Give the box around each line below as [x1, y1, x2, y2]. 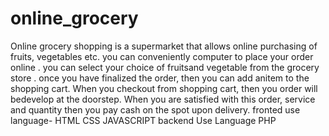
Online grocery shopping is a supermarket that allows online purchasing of [10, 40, 318, 52]
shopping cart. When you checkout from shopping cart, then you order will [10, 82, 318, 94]
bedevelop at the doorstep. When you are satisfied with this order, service [10, 93, 316, 105]
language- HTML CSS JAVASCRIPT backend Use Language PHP [10, 114, 277, 126]
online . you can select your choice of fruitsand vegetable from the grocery [10, 61, 320, 73]
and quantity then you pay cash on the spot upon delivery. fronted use [10, 103, 301, 116]
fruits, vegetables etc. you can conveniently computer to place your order [10, 50, 314, 62]
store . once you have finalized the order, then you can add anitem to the [10, 72, 310, 84]
